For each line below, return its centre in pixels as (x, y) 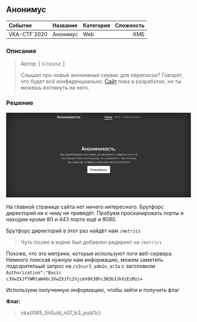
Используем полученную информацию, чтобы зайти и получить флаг (93, 290)
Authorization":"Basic (34, 273)
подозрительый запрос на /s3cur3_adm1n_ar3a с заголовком (81, 266)
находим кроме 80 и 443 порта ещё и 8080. (62, 219)
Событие (20, 25)
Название (65, 25)
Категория (96, 25)
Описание (21, 51)
